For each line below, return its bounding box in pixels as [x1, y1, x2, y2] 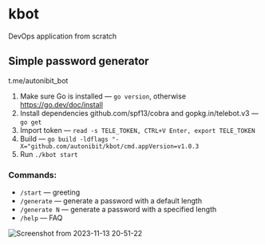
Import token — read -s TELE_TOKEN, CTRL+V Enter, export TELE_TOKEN [19, 125, 255, 135]
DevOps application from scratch [8, 31, 117, 41]
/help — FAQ [19, 213, 63, 223]
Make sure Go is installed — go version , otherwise [19, 91, 186, 101]
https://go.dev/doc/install [19, 99, 104, 109]
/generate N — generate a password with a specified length [19, 205, 217, 215]
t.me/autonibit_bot [8, 75, 69, 85]
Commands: [8, 169, 57, 180]
